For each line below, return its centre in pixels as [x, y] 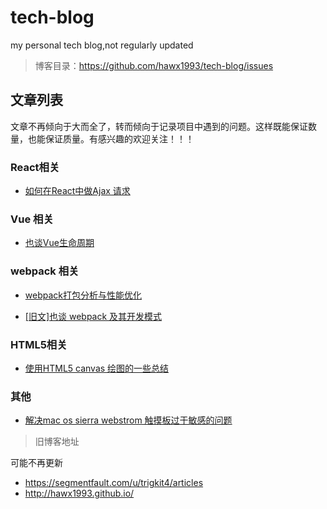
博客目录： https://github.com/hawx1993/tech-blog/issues [154, 65]
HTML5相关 [39, 344]
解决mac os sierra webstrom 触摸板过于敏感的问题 [128, 420]
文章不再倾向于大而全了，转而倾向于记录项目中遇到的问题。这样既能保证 [159, 126]
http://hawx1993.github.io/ [79, 493]
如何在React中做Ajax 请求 [77, 191]
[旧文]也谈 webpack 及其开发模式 [93, 316]
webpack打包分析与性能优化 [83, 295]
